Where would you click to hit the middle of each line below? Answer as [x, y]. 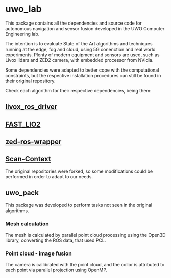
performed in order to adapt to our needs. [49, 176]
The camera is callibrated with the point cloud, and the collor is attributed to [85, 265]
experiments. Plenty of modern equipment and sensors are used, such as [82, 55]
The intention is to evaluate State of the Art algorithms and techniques [79, 43]
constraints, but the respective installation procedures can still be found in [83, 75]
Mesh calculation [27, 224]
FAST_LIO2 [23, 124]
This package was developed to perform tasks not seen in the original [79, 205]
